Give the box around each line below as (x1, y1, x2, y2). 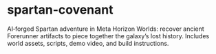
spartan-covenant (7, 2, 114, 18)
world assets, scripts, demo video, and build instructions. (7, 39, 169, 47)
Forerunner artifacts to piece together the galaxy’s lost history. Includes (7, 31, 210, 40)
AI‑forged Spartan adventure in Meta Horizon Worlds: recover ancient (7, 25, 204, 33)
